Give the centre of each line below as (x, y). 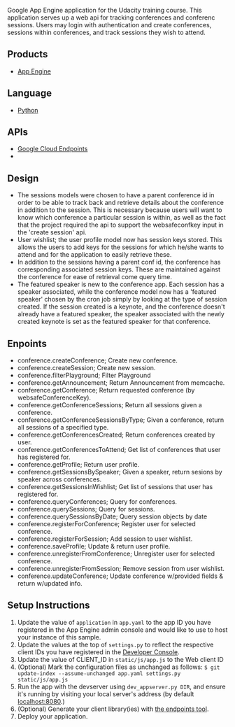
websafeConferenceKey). (54, 397)
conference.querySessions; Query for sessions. (86, 509)
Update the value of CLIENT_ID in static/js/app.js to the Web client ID (120, 659)
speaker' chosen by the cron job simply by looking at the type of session (122, 299)
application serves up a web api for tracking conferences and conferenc (111, 17)
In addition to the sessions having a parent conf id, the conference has (119, 262)
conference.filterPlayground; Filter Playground (84, 375)
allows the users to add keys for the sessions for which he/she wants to (121, 247)
